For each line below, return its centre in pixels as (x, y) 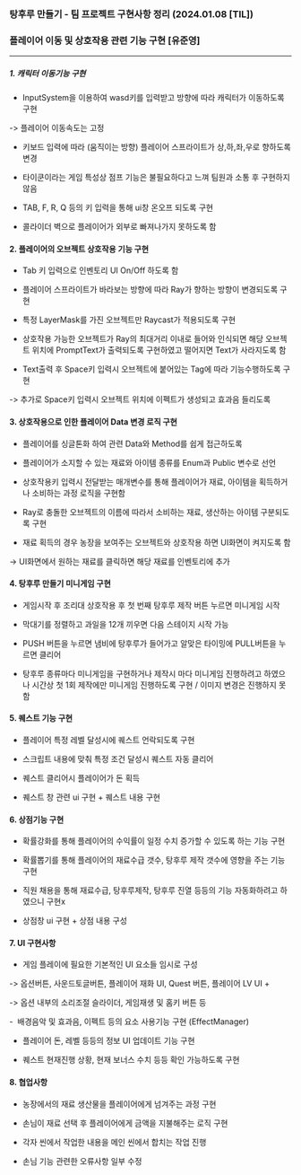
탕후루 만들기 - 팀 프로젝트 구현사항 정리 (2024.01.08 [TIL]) (131, 13)
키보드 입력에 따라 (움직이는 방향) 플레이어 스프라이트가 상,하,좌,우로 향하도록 (156, 147)
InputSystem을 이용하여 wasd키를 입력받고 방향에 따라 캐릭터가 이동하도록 (153, 98)
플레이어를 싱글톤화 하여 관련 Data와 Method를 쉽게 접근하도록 (132, 443)
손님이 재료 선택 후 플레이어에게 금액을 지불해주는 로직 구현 (125, 1123)
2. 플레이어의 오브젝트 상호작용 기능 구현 (79, 249)
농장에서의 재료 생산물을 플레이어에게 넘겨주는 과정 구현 (119, 1104)
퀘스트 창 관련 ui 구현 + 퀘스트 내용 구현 (91, 797)
